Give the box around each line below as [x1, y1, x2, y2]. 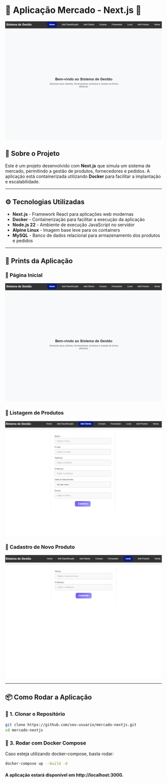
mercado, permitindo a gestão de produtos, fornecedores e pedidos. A [5, 168, 150, 174]
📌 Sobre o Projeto [5, 149, 60, 158]
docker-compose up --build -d [5, 761, 68, 766]
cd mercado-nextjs [5, 728, 43, 733]
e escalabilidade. [5, 178, 40, 184]
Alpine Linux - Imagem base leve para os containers [12, 227, 120, 233]
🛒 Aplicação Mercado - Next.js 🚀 [5, 4, 142, 16]
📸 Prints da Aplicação [5, 257, 73, 265]
